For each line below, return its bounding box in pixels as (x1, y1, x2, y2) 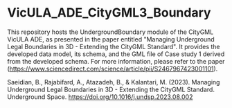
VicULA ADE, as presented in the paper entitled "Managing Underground (7, 35, 215, 43)
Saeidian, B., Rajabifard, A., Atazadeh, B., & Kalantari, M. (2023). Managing (7, 78, 220, 86)
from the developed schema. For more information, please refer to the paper (7, 57, 225, 65)
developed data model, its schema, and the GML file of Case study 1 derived (7, 50, 225, 58)
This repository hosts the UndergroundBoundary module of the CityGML (7, 28, 214, 36)
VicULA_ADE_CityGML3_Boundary (7, 5, 211, 21)
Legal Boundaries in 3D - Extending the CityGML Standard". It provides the (7, 42, 220, 51)
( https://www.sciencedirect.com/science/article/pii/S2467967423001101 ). (7, 64, 218, 73)
